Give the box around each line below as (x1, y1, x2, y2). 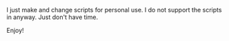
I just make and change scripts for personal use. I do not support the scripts (6, 6, 222, 14)
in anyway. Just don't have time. (6, 13, 98, 21)
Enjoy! (6, 27, 25, 34)
